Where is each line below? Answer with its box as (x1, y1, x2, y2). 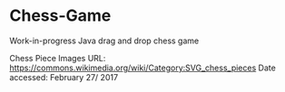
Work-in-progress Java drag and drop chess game (9, 35, 200, 46)
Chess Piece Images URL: (9, 52, 106, 63)
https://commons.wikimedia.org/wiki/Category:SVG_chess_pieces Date (9, 62, 277, 73)
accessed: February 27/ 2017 (9, 71, 119, 82)
